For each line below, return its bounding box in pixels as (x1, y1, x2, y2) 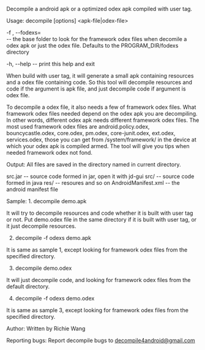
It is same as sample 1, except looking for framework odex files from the (6, 246, 188, 253)
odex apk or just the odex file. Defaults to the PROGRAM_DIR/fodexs (6, 42, 179, 49)
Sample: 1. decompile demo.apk (6, 198, 87, 204)
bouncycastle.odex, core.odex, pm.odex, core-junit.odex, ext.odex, (6, 130, 176, 136)
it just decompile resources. (6, 223, 76, 229)
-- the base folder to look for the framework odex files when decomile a (6, 35, 187, 42)
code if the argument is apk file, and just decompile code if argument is (6, 85, 186, 92)
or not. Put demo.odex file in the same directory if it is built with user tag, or (6, 216, 197, 223)
